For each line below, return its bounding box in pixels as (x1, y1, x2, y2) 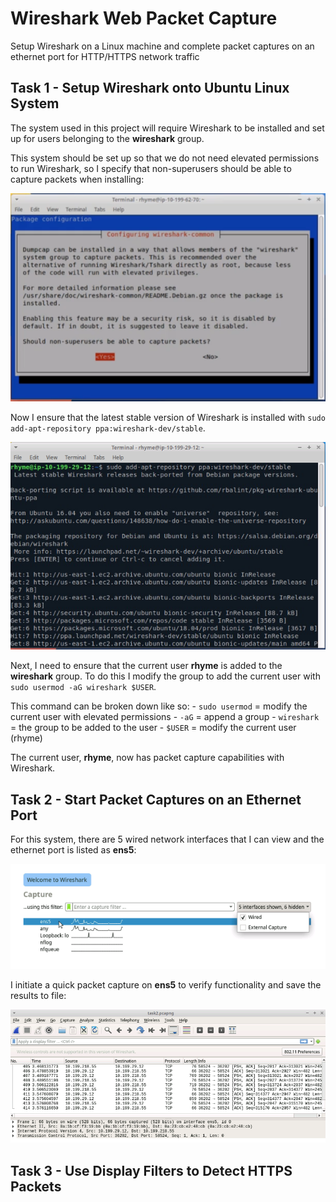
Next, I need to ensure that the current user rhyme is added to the (10, 660, 283, 672)
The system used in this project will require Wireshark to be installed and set (10, 122, 325, 134)
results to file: (10, 989, 67, 1001)
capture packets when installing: (10, 173, 145, 185)
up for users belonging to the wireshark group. (10, 132, 205, 144)
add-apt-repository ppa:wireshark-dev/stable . (10, 422, 206, 434)
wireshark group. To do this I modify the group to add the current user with (10, 670, 321, 682)
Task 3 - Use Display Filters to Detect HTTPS (10, 1162, 293, 1179)
